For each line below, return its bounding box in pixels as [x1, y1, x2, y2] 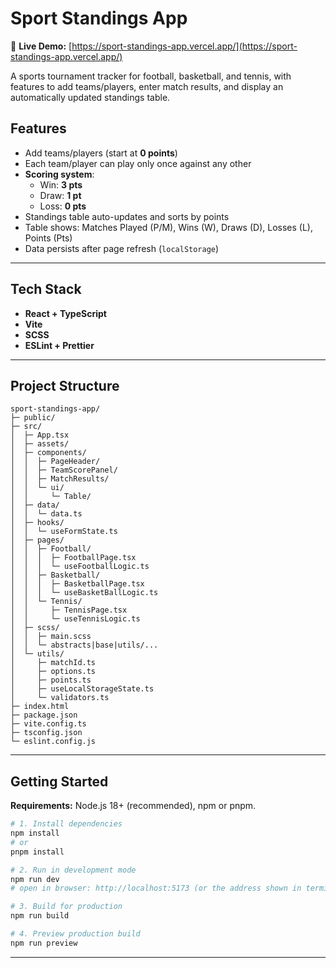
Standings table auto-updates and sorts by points [24, 210, 230, 222]
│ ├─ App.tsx [10, 430, 70, 441]
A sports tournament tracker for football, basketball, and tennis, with [10, 70, 292, 82]
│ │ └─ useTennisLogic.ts [10, 614, 141, 624]
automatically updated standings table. [10, 91, 171, 103]
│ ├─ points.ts [10, 675, 92, 686]
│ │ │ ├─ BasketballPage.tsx [10, 579, 145, 589]
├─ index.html [10, 702, 70, 712]
